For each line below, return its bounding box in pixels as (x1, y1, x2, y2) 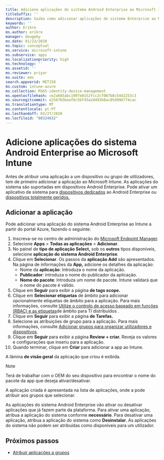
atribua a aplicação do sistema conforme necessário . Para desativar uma (5, 412, 153, 418)
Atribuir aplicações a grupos (12, 450, 70, 456)
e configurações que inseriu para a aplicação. (12, 339, 105, 345)
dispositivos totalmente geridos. (5, 194, 70, 200)
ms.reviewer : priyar (5, 71, 48, 75)
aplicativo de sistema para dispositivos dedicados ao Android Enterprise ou (5, 189, 157, 195)
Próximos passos (5, 437, 59, 445)
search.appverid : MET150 (5, 79, 56, 84)
